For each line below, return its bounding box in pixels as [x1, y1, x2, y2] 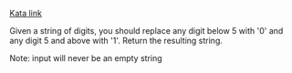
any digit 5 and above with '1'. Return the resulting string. [9, 36, 224, 46]
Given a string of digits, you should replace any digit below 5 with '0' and [9, 26, 284, 36]
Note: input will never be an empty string [9, 53, 162, 63]
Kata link [9, 8, 43, 18]
